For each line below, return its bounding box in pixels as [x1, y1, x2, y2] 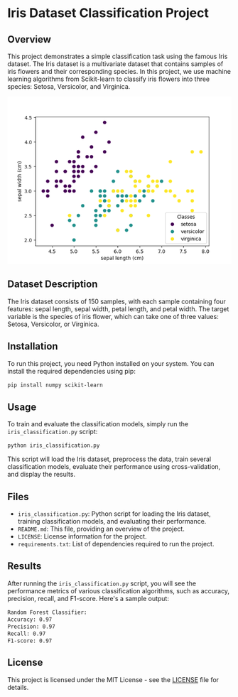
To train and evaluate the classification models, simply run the [7, 420, 189, 428]
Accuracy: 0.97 [7, 616, 53, 623]
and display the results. [7, 470, 76, 479]
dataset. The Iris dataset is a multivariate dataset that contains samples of [7, 60, 224, 68]
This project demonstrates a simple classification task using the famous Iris [7, 52, 228, 60]
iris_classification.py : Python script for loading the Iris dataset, [17, 509, 211, 518]
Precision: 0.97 [7, 623, 55, 630]
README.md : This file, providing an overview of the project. [17, 524, 185, 533]
